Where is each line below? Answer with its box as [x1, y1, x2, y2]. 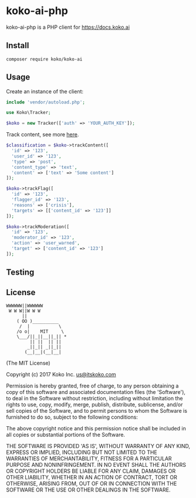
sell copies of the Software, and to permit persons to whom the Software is [6, 407, 188, 415]
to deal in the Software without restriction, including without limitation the [6, 395, 183, 402]
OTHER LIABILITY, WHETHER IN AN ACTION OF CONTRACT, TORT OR [6, 474, 177, 481]
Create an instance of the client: [6, 88, 84, 95]
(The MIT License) [6, 360, 51, 367]
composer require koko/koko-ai [6, 56, 83, 62]
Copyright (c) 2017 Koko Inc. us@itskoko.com [6, 371, 116, 378]
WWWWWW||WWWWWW [6, 303, 43, 309]
